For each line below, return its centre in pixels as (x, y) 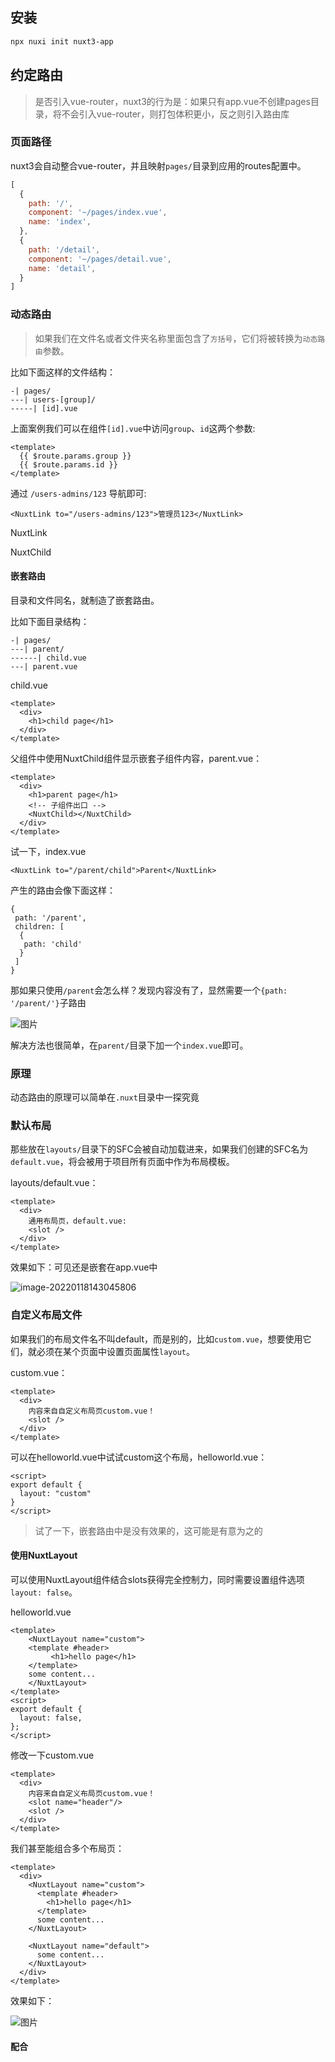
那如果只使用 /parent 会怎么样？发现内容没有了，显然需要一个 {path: (149, 990)
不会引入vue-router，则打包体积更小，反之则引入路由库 (175, 114)
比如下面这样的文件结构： (63, 372)
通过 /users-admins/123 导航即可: (78, 493)
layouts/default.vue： (54, 1183)
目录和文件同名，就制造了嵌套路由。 (85, 600)
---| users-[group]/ (53, 399)
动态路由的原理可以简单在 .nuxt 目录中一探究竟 (105, 1097)
